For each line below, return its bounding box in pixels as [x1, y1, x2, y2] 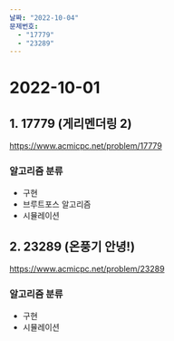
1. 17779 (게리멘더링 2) [9, 115, 132, 132]
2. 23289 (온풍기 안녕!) [9, 239, 136, 254]
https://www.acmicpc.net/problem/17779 [9, 141, 163, 151]
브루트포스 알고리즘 [22, 199, 92, 209]
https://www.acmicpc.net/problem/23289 [9, 264, 165, 275]
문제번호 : [9, 22, 39, 31]
